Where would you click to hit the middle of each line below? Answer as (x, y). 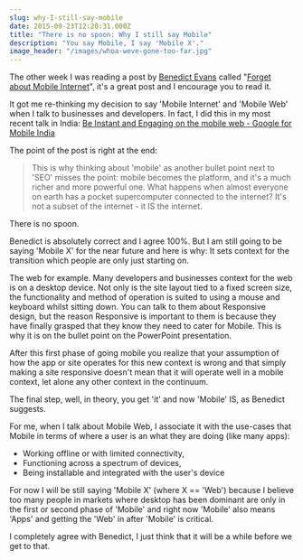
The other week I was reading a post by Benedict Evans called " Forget (140, 77)
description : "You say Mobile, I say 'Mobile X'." (107, 43)
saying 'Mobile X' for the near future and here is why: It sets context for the (149, 251)
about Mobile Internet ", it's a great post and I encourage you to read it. (141, 87)
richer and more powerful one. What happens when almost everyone (160, 187)
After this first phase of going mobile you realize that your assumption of (144, 353)
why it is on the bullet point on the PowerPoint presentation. (121, 336)
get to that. (30, 546)
